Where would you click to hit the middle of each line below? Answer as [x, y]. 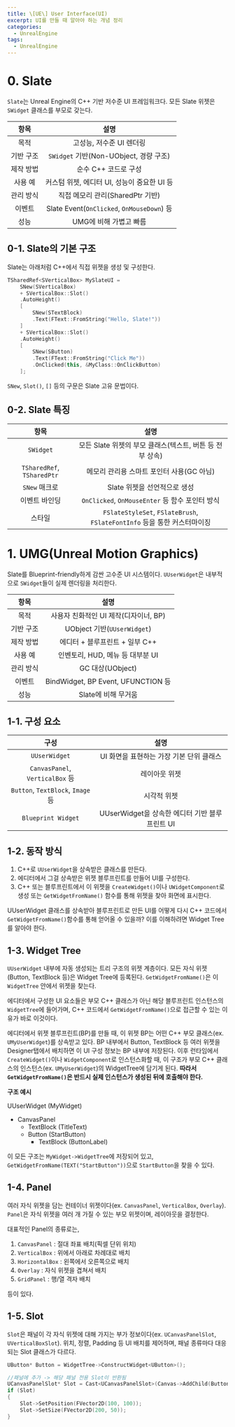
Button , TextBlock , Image [51, 790]
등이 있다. [20, 1294]
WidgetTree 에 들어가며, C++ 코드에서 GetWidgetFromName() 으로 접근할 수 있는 [114, 1010]
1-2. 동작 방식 [35, 851]
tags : [15, 40]
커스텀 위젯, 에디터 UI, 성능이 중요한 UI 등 [109, 182]
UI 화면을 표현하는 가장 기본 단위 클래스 [161, 757]
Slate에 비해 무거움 [108, 694]
